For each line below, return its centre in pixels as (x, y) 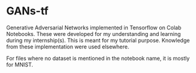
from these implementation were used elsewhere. (68, 47)
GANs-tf (27, 11)
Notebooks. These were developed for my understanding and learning (93, 34)
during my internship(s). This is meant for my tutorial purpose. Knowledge (98, 40)
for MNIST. (20, 65)
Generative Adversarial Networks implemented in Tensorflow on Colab (94, 28)
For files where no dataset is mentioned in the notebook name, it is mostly (98, 58)
